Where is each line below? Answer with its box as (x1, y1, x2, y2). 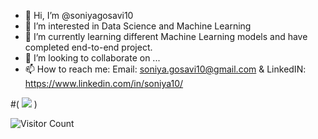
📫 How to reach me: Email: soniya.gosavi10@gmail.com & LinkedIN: (24, 63, 307, 75)
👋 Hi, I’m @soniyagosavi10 (24, 10, 134, 21)
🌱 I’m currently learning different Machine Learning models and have (24, 31, 308, 42)
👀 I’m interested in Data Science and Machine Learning (24, 20, 252, 32)
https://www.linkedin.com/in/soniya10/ (24, 78, 184, 89)
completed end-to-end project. (24, 41, 153, 53)
